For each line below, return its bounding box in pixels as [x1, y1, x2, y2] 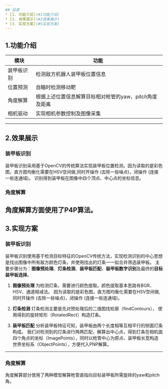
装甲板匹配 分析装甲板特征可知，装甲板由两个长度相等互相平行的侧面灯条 [12, 322, 163, 328]
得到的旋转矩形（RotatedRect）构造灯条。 [16, 311, 104, 318]
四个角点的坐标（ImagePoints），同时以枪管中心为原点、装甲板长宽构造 [12, 335, 159, 341]
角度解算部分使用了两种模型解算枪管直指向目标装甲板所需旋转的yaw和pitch [5, 372, 160, 378]
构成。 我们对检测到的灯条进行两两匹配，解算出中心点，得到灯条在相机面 [12, 328, 163, 334]
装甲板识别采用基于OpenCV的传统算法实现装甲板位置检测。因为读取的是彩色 [5, 162, 163, 168]
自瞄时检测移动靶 [35, 84, 76, 91]
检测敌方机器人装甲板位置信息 [35, 71, 106, 78]
